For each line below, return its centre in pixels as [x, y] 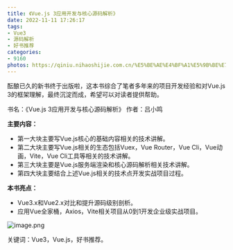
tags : [15, 26]
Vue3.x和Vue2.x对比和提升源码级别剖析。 [77, 202]
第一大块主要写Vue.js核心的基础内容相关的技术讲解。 [93, 139]
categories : [24, 53]
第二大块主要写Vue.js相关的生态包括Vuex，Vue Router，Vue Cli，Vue [117, 147]
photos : [18, 65]
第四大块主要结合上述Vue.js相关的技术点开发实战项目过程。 [102, 173]
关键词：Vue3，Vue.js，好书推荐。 [57, 239]
